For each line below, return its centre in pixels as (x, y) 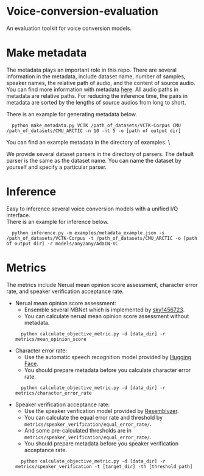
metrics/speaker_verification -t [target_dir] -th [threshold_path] (104, 466)
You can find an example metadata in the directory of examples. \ (88, 142)
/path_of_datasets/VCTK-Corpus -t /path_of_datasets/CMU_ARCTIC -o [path (102, 238)
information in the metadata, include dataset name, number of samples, (96, 76)
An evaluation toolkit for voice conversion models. (69, 28)
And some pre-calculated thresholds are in (78, 430)
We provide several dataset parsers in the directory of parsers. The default (100, 154)
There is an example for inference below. (58, 221)
